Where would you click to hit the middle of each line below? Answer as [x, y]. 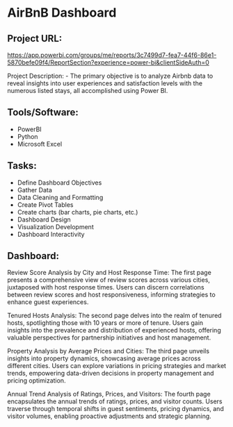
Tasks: [22, 166]
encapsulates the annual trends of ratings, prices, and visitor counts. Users [115, 401]
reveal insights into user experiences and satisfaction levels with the [105, 83]
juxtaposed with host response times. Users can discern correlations [106, 287]
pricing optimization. [37, 380]
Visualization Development [55, 226]
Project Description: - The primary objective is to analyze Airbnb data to [110, 76]
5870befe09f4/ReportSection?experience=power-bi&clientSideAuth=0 [109, 62]
